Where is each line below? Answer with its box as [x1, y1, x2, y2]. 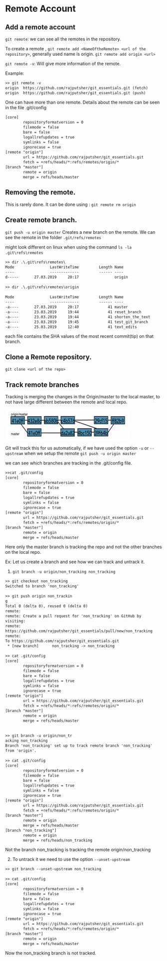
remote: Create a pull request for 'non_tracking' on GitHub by [5, 614, 142, 619]
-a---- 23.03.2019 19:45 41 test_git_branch [5, 320, 149, 324]
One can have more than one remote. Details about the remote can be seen [5, 99, 160, 105]
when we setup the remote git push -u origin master [24, 451, 136, 457]
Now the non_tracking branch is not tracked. [5, 950, 96, 956]
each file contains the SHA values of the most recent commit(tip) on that [5, 333, 154, 339]
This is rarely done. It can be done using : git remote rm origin [5, 201, 136, 207]
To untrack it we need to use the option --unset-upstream [12, 856, 130, 862]
